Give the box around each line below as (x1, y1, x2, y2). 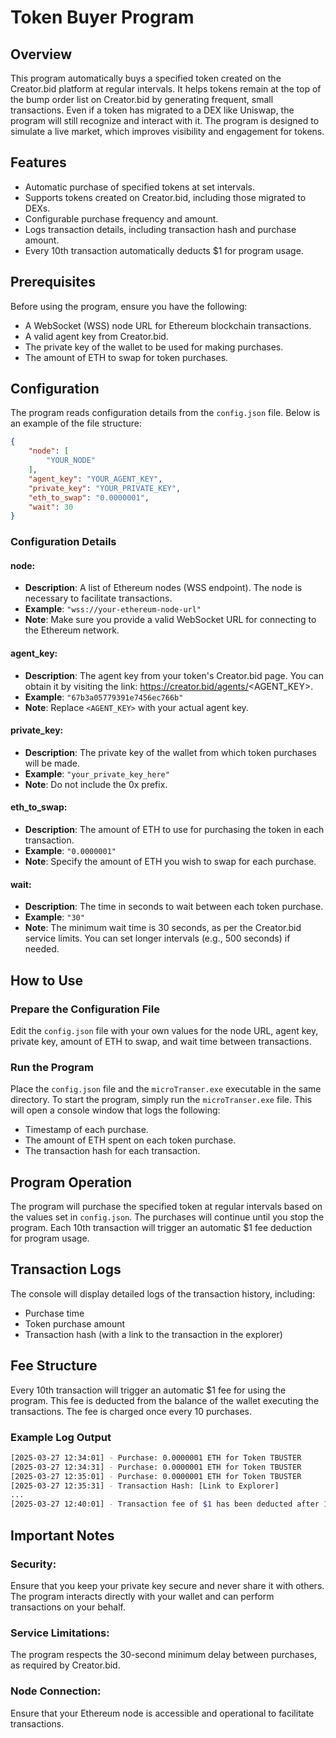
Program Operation (10, 1174, 133, 1191)
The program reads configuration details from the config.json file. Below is (10, 407, 321, 419)
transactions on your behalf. (10, 1601, 126, 1613)
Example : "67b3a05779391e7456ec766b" (24, 691, 184, 703)
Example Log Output (10, 1430, 112, 1444)
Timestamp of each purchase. (24, 1124, 149, 1136)
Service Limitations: (10, 1626, 110, 1640)
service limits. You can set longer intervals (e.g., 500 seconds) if (24, 932, 291, 945)
